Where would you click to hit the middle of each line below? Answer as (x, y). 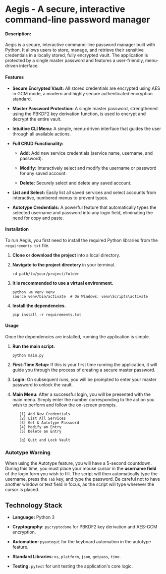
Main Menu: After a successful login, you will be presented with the (82, 394)
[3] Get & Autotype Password (49, 423)
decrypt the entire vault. (37, 119)
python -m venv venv (33, 292)
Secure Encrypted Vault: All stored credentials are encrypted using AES (86, 88)
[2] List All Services (42, 418)
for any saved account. (43, 173)
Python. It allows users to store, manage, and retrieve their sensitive (74, 50)
